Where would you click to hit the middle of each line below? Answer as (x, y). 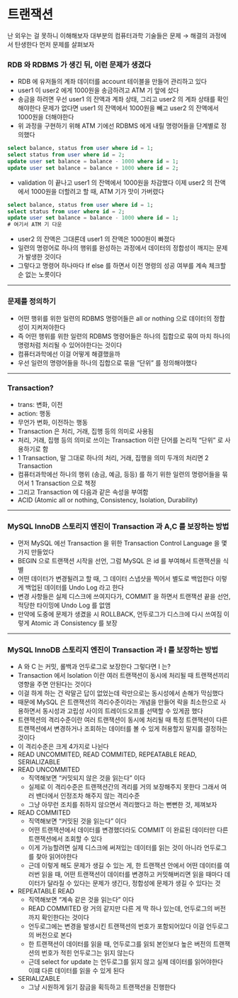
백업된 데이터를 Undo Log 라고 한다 (74, 587)
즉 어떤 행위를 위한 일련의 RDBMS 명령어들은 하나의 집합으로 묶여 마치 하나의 (124, 336)
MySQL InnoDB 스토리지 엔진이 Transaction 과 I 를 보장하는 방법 (113, 650)
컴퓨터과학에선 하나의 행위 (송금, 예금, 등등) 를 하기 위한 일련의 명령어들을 (119, 474)
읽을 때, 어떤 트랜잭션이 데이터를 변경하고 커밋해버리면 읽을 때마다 (132, 874)
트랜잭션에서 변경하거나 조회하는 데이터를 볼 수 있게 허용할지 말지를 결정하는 (123, 729)
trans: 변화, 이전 (40, 404)
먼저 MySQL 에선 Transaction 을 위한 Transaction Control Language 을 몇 (123, 543)
